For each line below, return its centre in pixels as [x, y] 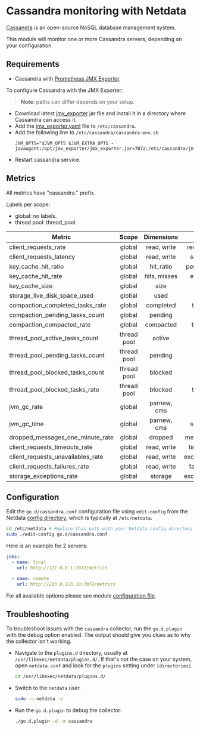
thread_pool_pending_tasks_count [57, 355]
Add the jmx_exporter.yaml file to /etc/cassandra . [75, 126]
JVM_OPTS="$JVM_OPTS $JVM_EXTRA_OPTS [62, 143]
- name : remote [30, 578]
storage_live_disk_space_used [51, 295]
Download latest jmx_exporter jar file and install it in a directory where [100, 113]
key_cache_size [31, 286]
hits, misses [161, 276]
